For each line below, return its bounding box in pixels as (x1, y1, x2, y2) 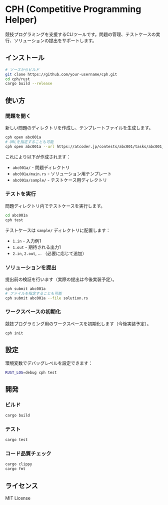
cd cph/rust (5, 76, 30, 81)
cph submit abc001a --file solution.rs (5, 295, 88, 300)
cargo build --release (5, 81, 52, 86)
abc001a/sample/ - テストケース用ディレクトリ (12, 176, 107, 183)
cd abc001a (5, 212, 28, 218)
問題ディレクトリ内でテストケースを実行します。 (5, 202, 105, 208)
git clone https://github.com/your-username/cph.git (5, 71, 117, 77)
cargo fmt (5, 466, 26, 471)
